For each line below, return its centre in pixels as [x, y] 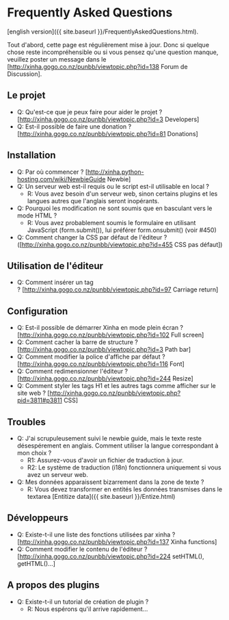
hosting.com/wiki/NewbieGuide [61, 179]
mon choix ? [34, 453]
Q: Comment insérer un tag [55, 283]
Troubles [27, 422]
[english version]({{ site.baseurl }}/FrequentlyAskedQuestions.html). [103, 31]
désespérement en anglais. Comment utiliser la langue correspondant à [118, 445]
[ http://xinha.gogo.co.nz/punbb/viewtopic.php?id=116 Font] [100, 364]
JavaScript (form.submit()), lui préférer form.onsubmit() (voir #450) [122, 230]
